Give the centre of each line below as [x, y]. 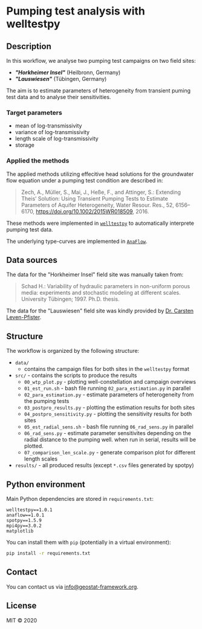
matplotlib [20, 531]
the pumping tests [47, 401]
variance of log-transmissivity [52, 132]
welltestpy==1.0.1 [29, 510]
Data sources [32, 260]
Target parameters [34, 112]
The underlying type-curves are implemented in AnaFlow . [77, 241]
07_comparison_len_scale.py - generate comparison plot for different [109, 453]
